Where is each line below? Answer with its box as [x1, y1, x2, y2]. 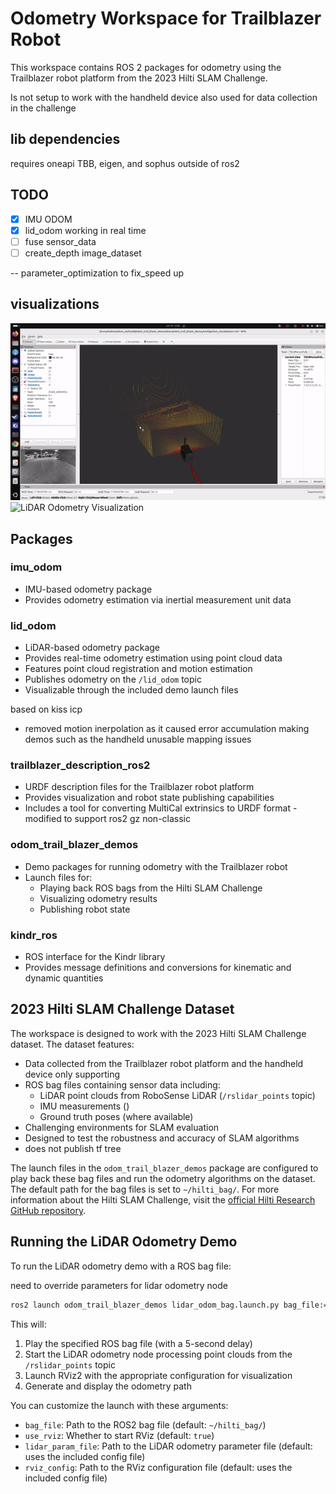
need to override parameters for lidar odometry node [10, 1279, 228, 1291]
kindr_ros [10, 928, 58, 942]
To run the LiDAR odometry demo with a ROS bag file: [10, 1260, 232, 1272]
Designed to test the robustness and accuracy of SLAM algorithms [24, 1132, 300, 1144]
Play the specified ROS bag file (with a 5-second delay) [24, 1337, 253, 1349]
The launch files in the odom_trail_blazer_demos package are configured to [10, 1162, 319, 1174]
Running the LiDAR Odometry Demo [10, 1233, 238, 1251]
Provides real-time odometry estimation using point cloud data [24, 652, 283, 664]
